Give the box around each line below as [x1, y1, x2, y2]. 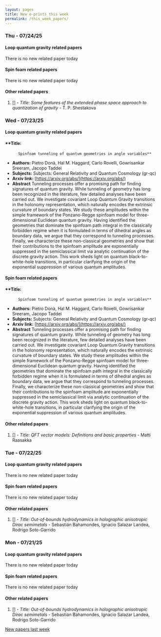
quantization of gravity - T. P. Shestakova [12, 105, 96, 111]
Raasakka [12, 437, 32, 443]
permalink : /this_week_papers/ [5, 16, 69, 21]
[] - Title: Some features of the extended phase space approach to [12, 99, 147, 105]
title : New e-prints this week [5, 12, 69, 17]
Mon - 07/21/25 [5, 539, 42, 546]
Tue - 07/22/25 [5, 449, 42, 456]
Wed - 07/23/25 [5, 117, 44, 124]
